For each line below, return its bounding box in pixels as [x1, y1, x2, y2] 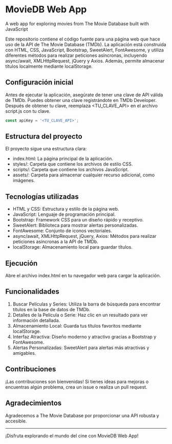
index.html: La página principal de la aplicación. [12, 155, 114, 162]
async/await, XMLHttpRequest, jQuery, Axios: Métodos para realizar [12, 233, 157, 239]
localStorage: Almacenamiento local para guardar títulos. [12, 244, 133, 250]
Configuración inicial [5, 78, 73, 87]
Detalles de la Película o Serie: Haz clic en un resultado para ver [12, 312, 148, 318]
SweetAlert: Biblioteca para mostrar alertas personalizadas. [12, 222, 138, 229]
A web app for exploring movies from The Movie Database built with [5, 21, 149, 27]
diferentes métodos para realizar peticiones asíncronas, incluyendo [5, 52, 147, 58]
